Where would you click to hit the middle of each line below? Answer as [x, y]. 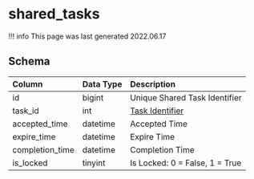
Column [28, 83]
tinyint [94, 163]
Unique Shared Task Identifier [185, 97]
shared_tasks [54, 14]
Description [153, 83]
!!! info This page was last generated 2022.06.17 [87, 36]
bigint [93, 97]
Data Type [102, 83]
